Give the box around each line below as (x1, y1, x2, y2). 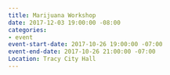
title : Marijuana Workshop (8, 11, 96, 20)
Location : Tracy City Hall (8, 55, 96, 63)
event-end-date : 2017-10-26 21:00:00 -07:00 (8, 48, 156, 55)
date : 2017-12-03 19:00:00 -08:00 (8, 19, 121, 27)
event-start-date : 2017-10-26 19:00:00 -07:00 (8, 41, 163, 48)
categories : (8, 26, 47, 34)
